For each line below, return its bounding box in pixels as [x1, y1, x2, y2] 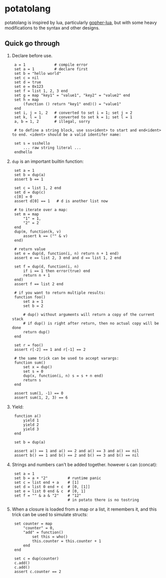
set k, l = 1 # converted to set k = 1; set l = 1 [14, 114, 133, 120]
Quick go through [4, 39, 60, 48]
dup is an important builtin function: [11, 158, 84, 164]
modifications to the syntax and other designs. [4, 24, 100, 30]
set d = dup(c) [14, 190, 46, 195]
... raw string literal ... [23, 145, 82, 150]
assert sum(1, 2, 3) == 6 [14, 395, 68, 400]
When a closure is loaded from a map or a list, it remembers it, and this [11, 506, 157, 512]
